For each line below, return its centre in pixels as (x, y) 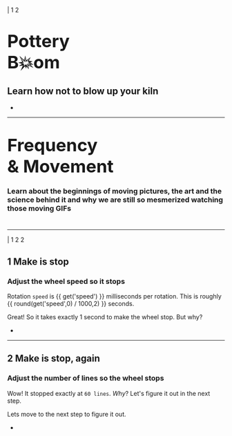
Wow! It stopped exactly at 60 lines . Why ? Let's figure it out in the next (109, 393)
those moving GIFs (39, 209)
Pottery (39, 41)
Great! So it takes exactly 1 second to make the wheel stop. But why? (105, 316)
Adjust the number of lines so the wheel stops (86, 378)
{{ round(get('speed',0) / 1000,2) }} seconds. (71, 303)
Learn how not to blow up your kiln (83, 91)
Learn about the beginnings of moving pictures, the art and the (115, 191)
